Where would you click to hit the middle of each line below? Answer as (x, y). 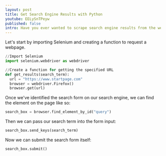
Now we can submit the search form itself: (48, 140)
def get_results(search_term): (37, 75)
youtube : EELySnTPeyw (27, 19)
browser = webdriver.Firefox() (42, 84)
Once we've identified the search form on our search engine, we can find (80, 98)
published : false (23, 23)
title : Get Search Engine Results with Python (54, 14)
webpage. (15, 47)
